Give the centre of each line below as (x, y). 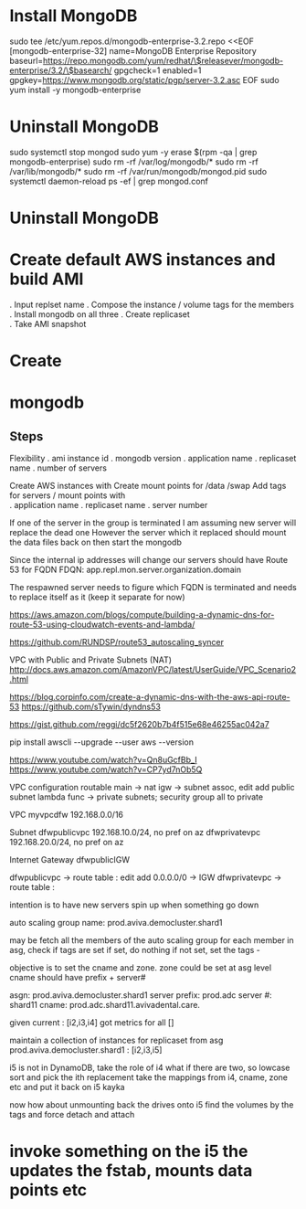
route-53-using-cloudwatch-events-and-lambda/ (102, 625)
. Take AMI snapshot (48, 324)
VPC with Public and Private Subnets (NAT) (90, 660)
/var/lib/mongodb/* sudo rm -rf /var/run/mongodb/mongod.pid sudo (138, 171)
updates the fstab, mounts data (131, 1171)
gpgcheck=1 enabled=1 (158, 70)
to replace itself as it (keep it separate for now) (97, 597)
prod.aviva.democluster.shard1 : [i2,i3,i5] (86, 1050)
